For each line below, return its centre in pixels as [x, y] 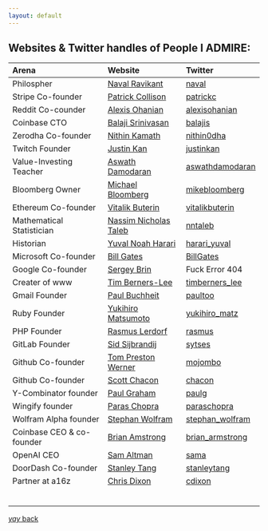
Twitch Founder [41, 149]
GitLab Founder [41, 344]
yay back [24, 519]
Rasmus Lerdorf [137, 331]
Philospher [33, 84]
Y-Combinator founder [55, 394]
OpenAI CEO [36, 455]
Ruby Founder [39, 314]
